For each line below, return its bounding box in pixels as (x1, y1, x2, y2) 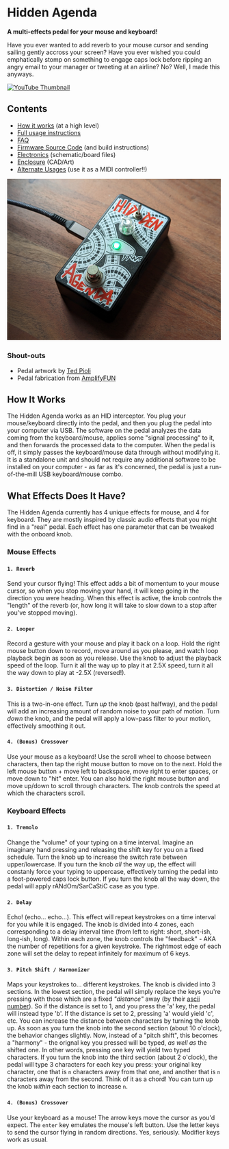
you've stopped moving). (7, 608, 77, 617)
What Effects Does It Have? (7, 490, 126, 501)
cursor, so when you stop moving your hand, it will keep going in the (7, 587, 200, 595)
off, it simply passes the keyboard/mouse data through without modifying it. (7, 448, 221, 457)
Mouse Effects (7, 547, 57, 557)
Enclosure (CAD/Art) (16, 158, 75, 166)
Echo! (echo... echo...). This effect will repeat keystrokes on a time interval (7, 913, 217, 921)
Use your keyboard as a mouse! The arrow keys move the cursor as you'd (7, 1113, 215, 1122)
